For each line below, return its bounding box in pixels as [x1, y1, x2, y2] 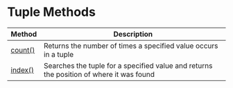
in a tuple [44, 49, 74, 59]
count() [10, 45, 35, 55]
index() [10, 65, 35, 75]
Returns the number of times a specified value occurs [44, 41, 218, 51]
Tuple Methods [7, 4, 96, 20]
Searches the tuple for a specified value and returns [44, 60, 213, 70]
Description [113, 29, 153, 39]
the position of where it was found [44, 69, 155, 79]
